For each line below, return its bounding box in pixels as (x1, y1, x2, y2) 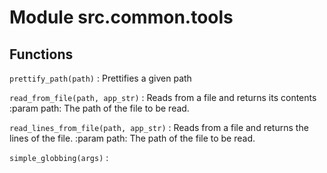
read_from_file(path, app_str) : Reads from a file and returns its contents (9, 92, 317, 103)
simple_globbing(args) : (9, 152, 109, 163)
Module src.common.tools (9, 6, 234, 29)
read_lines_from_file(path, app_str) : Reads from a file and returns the (9, 122, 309, 133)
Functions (9, 46, 74, 63)
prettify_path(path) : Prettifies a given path (9, 72, 192, 84)
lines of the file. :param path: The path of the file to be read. (9, 132, 256, 144)
